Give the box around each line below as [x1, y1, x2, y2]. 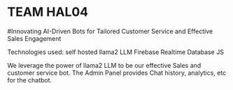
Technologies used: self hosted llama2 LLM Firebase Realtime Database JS [7, 48, 224, 56]
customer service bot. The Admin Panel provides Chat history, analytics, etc [7, 69, 227, 77]
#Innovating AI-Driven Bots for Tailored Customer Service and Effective [7, 27, 213, 35]
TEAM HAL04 [7, 4, 89, 20]
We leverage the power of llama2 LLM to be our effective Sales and [7, 61, 202, 69]
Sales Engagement [7, 34, 62, 42]
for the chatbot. [7, 75, 52, 84]
